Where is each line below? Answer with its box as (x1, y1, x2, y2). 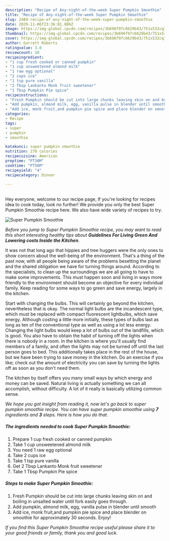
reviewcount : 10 (5, 50, 39, 55)
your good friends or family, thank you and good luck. (5, 530, 118, 536)
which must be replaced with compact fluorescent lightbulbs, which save (5, 311, 158, 317)
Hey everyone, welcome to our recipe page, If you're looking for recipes (5, 196, 155, 202)
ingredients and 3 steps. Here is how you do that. (5, 412, 108, 418)
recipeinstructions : (5, 92, 49, 98)
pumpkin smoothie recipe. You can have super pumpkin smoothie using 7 (5, 406, 159, 412)
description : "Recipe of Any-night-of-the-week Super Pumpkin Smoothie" (5, 7, 162, 13)
